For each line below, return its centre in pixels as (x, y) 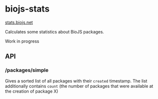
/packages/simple (27, 70)
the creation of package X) (32, 91)
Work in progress (22, 41)
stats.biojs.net (19, 22)
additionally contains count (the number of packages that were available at (79, 86)
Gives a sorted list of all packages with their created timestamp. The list (76, 81)
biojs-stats (27, 9)
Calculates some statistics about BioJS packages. (55, 32)
